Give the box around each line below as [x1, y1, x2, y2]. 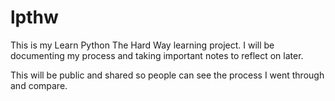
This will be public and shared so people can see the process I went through [10, 69, 325, 81]
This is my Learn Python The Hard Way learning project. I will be [10, 39, 275, 51]
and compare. [10, 79, 68, 91]
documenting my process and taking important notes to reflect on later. [10, 49, 304, 61]
